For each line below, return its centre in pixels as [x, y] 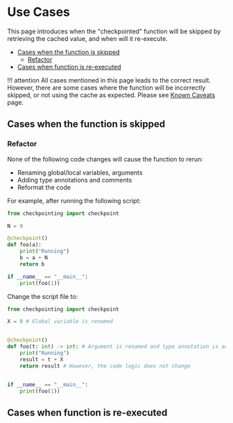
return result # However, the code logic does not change [105, 366]
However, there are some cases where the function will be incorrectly [106, 87]
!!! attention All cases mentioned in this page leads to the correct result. [109, 80]
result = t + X [42, 359]
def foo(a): [24, 245]
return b [32, 264]
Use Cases [39, 12]
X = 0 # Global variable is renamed [60, 322]
